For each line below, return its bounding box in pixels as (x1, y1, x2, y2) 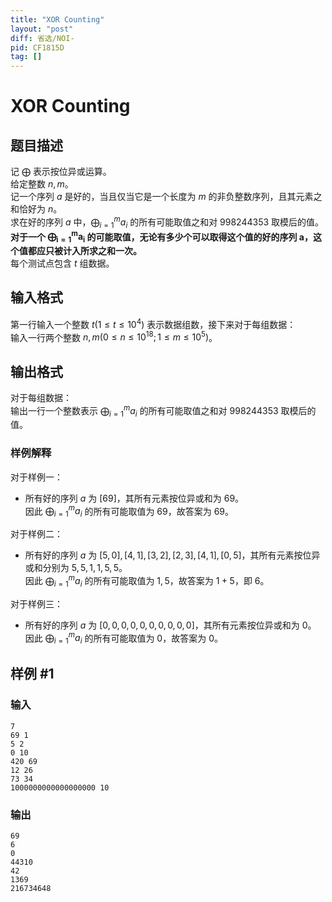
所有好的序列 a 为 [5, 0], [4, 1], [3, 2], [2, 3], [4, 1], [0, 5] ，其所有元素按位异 (24, 549, 321, 561)
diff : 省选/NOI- (10, 33, 75, 43)
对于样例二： (10, 528, 63, 540)
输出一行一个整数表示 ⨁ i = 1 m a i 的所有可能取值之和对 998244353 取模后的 (10, 402, 317, 419)
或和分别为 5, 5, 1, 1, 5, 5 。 (24, 562, 128, 574)
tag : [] (10, 52, 43, 62)
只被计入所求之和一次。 (44, 245, 142, 257)
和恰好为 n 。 (10, 203, 63, 215)
